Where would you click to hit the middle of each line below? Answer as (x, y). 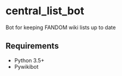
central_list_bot (45, 11)
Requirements (32, 46)
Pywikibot (26, 66)
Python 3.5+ (29, 60)
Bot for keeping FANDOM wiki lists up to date (61, 27)
